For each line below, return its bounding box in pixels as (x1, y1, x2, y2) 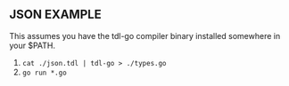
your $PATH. (9, 40, 56, 51)
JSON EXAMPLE (9, 7, 102, 22)
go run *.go (21, 68, 67, 77)
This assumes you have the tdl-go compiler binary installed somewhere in (9, 30, 281, 41)
